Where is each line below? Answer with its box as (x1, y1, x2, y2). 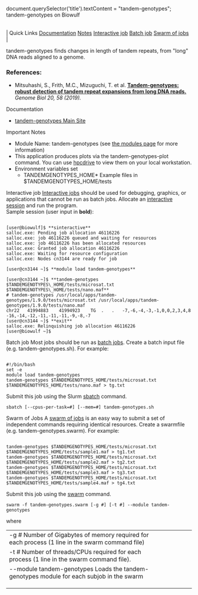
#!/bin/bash (6, 362, 35, 368)
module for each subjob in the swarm (40, 573, 143, 581)
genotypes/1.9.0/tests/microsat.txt (6, 297, 96, 304)
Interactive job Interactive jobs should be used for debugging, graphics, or (6, 189, 187, 197)
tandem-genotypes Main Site (14, 117, 86, 124)
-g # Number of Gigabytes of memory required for (9, 531, 149, 539)
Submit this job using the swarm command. (6, 491, 111, 498)
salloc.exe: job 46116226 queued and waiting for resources (6, 235, 157, 242)
